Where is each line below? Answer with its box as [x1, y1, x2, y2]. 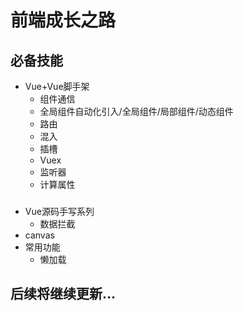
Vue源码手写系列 [24, 205, 95, 217]
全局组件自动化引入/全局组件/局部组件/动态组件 [39, 106, 234, 117]
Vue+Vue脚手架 [24, 81, 90, 92]
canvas [24, 229, 55, 241]
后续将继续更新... [10, 286, 117, 303]
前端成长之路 [10, 9, 117, 32]
